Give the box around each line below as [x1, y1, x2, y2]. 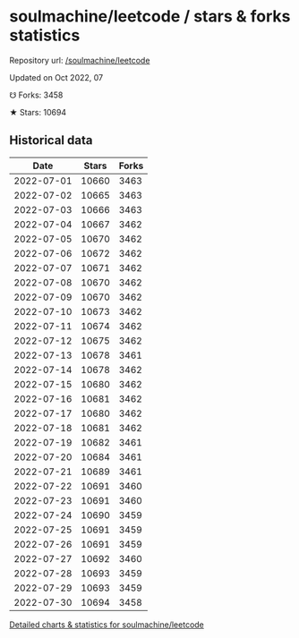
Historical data [9, 132, 93, 149]
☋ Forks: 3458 [9, 89, 64, 100]
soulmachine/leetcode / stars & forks [9, 6, 291, 27]
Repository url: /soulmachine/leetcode [9, 55, 150, 65]
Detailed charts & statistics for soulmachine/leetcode [9, 619, 204, 630]
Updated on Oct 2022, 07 [9, 72, 104, 82]
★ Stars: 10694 [9, 106, 67, 117]
